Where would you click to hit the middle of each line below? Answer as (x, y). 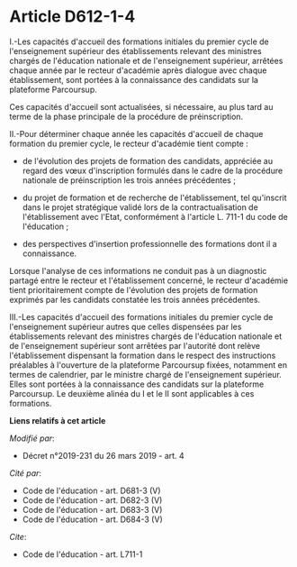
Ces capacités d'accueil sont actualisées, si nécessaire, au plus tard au (141, 106)
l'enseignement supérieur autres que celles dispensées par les (126, 326)
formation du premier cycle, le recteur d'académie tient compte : (129, 143)
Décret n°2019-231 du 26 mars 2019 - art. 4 (103, 455)
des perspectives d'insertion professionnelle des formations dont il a (149, 243)
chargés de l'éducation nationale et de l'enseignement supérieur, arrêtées (146, 60)
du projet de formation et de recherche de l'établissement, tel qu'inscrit (154, 197)
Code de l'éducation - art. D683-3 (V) (92, 509)
